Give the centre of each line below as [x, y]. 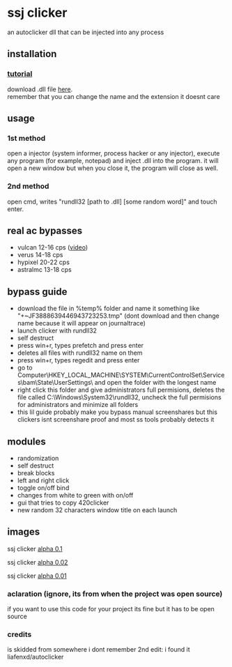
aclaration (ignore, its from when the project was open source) [115, 594]
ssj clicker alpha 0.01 [37, 576]
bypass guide [37, 292]
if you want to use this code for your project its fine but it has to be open [111, 609]
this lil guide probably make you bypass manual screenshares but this [117, 412]
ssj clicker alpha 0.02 [38, 562]
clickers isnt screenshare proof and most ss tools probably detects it [116, 420]
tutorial [20, 74]
